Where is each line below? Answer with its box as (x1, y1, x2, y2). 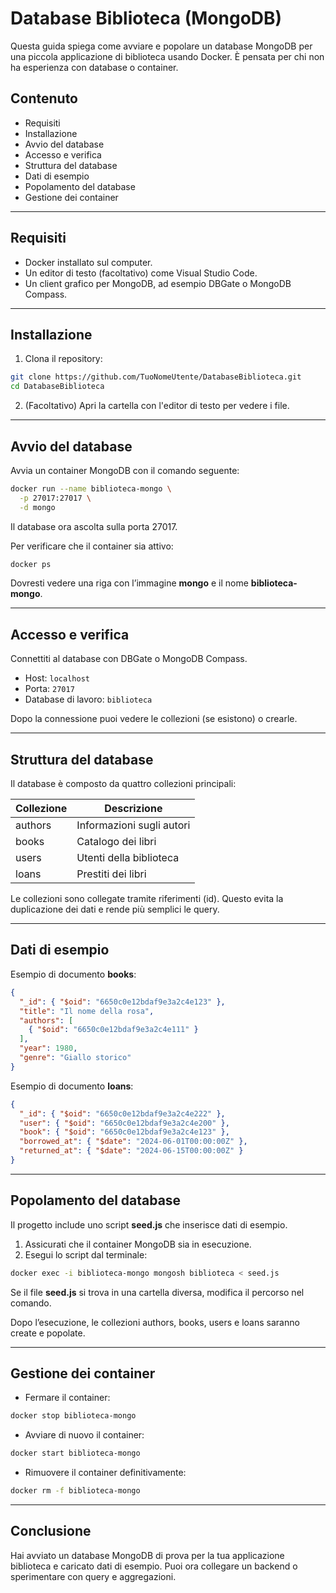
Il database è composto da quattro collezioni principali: (10, 778, 237, 790)
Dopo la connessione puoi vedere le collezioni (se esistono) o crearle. (10, 713, 298, 725)
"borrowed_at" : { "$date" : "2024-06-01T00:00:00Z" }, (19, 1137, 248, 1147)
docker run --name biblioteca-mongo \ (10, 483, 172, 494)
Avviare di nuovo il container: (24, 1429, 145, 1441)
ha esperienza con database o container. (10, 61, 179, 73)
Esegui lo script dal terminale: (24, 1248, 148, 1261)
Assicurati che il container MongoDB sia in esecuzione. (24, 1238, 252, 1250)
